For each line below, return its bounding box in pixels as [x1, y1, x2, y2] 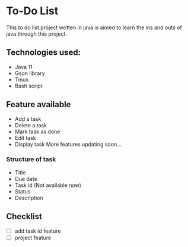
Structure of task [6, 155, 56, 164]
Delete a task [14, 121, 47, 129]
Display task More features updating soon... [14, 140, 122, 148]
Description [14, 194, 43, 201]
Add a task [14, 115, 42, 123]
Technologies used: [6, 48, 81, 58]
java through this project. [6, 30, 67, 37]
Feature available [6, 99, 71, 110]
